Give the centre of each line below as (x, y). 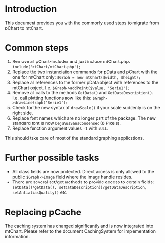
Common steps (37, 48)
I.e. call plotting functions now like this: (52, 98)
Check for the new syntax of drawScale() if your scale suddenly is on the (86, 107)
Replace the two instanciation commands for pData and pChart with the (85, 72)
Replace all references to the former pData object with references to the (85, 82)
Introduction (31, 9)
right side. (22, 113)
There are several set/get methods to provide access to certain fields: (83, 182)
